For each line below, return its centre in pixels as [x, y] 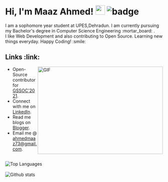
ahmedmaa [24, 138]
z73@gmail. [24, 143]
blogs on [21, 122]
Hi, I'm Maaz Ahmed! [49, 12]
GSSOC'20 [23, 90]
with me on [24, 106]
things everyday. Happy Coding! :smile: [45, 41]
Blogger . [21, 127]
